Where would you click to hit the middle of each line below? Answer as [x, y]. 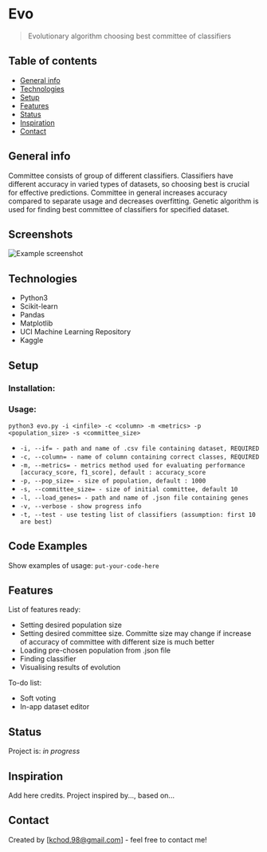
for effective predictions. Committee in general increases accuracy [118, 192]
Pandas [32, 315]
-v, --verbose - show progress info [80, 506]
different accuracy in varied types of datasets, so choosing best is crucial [129, 183]
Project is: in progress [44, 751]
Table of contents [53, 61]
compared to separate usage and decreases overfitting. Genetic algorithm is [133, 201]
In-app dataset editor [55, 707]
